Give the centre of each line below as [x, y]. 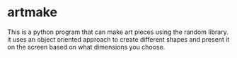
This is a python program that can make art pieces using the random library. [118, 32]
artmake [33, 12]
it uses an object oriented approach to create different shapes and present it [118, 39]
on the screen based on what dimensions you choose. [86, 47]
